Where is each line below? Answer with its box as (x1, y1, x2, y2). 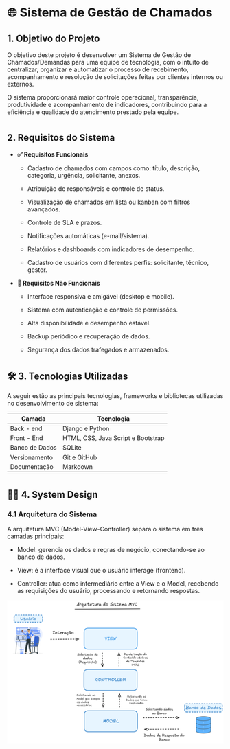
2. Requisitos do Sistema (7, 132, 115, 143)
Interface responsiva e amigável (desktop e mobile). (27, 292, 175, 300)
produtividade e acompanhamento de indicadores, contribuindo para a (7, 101, 207, 108)
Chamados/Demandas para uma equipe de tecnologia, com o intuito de (7, 58, 209, 66)
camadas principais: (7, 532, 65, 540)
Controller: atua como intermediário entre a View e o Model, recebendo (16, 579, 219, 588)
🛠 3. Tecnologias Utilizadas (7, 370, 128, 382)
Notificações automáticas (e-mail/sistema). (27, 231, 150, 240)
